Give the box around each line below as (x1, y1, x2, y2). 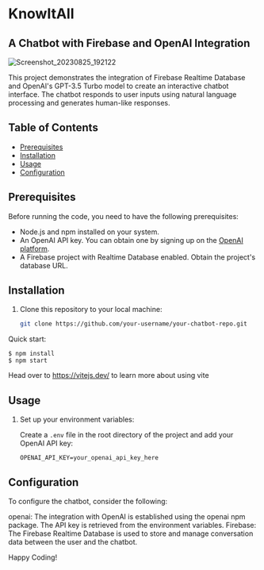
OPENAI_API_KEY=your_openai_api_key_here (19, 454, 159, 462)
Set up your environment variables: (19, 414, 135, 425)
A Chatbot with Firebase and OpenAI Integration (8, 37, 251, 50)
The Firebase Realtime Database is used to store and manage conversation (8, 529, 254, 538)
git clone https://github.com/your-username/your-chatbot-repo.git (19, 320, 247, 328)
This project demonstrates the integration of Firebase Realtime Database (8, 73, 246, 82)
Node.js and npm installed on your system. (19, 227, 160, 237)
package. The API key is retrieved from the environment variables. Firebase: (8, 520, 257, 530)
